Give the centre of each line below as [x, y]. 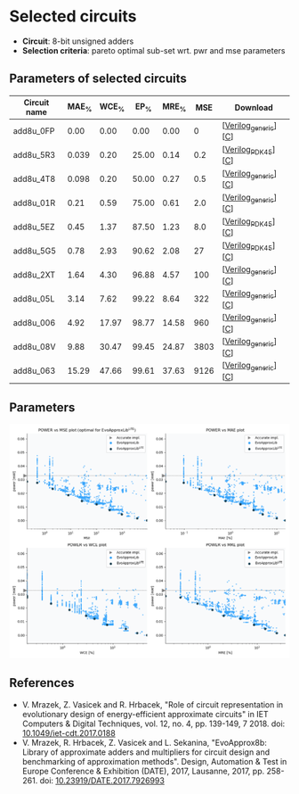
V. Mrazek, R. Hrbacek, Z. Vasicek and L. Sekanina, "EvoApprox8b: [144, 742]
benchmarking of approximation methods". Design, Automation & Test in [154, 761]
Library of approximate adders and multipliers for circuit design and [146, 752]
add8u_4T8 [34, 178]
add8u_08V [34, 347]
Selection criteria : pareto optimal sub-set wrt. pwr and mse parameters [154, 50]
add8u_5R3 [34, 154]
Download [254, 107]
